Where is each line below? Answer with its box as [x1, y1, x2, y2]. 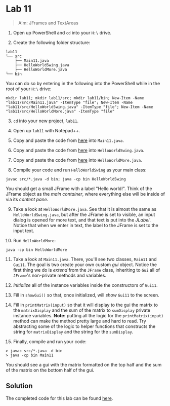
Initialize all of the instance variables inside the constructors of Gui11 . [13, 282, 158, 288]
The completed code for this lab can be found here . [6, 395, 113, 401]
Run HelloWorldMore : [13, 237, 56, 243]
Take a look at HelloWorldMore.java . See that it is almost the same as [13, 206, 156, 212]
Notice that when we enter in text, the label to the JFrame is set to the [13, 222, 158, 228]
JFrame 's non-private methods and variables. [13, 272, 107, 278]
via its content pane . [6, 196, 49, 202]
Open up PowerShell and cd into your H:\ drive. [13, 29, 112, 35]
